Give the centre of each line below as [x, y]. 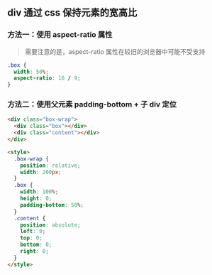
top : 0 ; [31, 238]
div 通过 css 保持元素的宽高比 [72, 13]
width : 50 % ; [32, 72]
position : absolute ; [50, 225]
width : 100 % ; [39, 192]
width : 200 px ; [41, 172]
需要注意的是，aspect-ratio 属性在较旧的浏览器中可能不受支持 [115, 51]
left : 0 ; [33, 232]
